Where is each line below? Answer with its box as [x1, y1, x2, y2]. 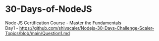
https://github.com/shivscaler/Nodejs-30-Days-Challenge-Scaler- [19, 25, 155, 31]
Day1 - [5, 25, 18, 31]
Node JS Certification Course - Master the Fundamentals [5, 20, 121, 26]
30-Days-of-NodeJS [5, 3, 93, 15]
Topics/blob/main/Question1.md [5, 30, 70, 36]
